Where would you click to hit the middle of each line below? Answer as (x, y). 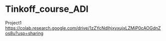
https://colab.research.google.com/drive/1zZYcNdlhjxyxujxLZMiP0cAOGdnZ (83, 28)
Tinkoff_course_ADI (47, 9)
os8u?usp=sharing (24, 33)
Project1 (13, 23)
